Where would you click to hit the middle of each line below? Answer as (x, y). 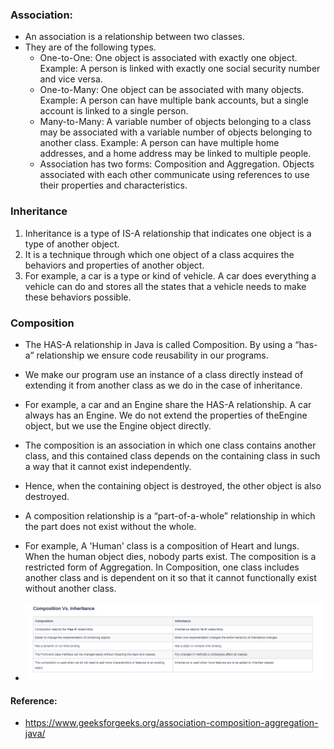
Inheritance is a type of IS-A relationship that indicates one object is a (168, 233)
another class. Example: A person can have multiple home (159, 143)
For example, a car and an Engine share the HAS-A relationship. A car (168, 404)
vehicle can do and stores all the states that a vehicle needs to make (165, 286)
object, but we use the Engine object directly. (118, 425)
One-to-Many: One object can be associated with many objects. (172, 90)
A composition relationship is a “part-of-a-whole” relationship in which (170, 515)
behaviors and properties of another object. (114, 265)
